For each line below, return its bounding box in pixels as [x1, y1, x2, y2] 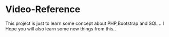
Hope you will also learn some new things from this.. [5, 25, 117, 31]
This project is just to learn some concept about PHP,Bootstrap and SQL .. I [5, 20, 164, 26]
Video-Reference [5, 4, 81, 15]
